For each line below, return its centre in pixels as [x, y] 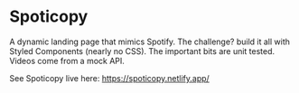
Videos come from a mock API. [67, 60]
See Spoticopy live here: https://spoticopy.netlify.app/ [109, 78]
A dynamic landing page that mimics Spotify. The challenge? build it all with [150, 42]
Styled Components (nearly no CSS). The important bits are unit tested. [142, 51]
